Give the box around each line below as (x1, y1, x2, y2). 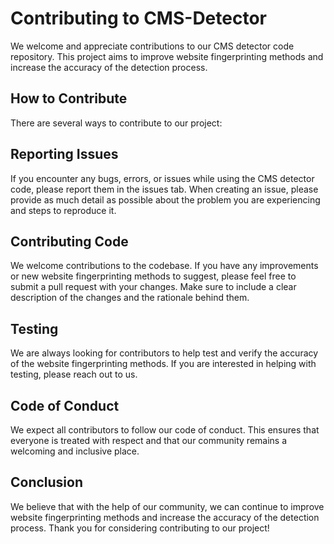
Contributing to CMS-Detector (10, 7, 267, 30)
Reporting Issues (10, 146, 119, 163)
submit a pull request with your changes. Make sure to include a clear (10, 281, 297, 293)
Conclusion (10, 474, 84, 491)
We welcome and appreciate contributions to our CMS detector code (10, 40, 295, 52)
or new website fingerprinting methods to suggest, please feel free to (10, 270, 297, 282)
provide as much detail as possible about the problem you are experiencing (10, 193, 321, 206)
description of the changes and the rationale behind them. (10, 292, 250, 304)
